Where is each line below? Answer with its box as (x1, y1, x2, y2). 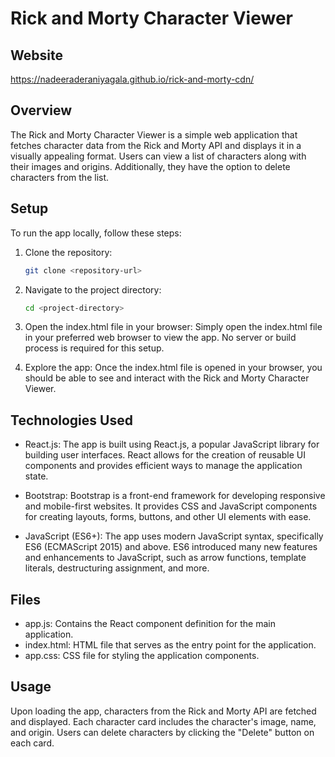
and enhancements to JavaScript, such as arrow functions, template (24, 552, 307, 564)
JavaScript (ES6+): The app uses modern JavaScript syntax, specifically (24, 530, 324, 542)
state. (24, 470, 49, 482)
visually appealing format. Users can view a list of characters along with (10, 150, 307, 162)
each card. (10, 737, 55, 749)
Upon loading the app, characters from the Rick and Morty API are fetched (10, 705, 317, 717)
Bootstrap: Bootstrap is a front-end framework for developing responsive (24, 490, 326, 502)
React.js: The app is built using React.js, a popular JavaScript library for (24, 438, 320, 451)
